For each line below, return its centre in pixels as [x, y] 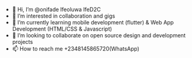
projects [23, 42]
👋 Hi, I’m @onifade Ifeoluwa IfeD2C [56, 9]
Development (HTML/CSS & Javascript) [62, 29]
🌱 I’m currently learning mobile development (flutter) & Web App [93, 22]
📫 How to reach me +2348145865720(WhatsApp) [76, 49]
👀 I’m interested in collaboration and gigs [64, 16]
